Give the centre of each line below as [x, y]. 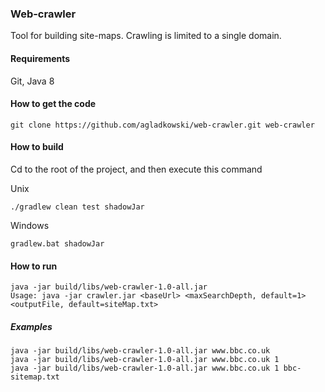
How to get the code [53, 104]
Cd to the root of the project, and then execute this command [136, 169]
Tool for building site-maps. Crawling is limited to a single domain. [146, 36]
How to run [34, 266]
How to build [37, 147]
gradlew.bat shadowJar [57, 243]
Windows [30, 225]
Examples [31, 326]
